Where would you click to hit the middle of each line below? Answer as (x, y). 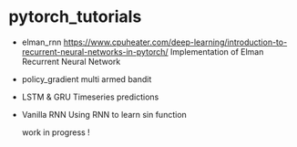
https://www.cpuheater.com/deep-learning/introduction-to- (175, 42)
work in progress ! (56, 132)
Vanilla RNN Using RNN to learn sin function (104, 114)
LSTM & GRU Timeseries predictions (90, 97)
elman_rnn (41, 42)
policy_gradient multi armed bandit (87, 79)
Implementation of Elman (217, 51)
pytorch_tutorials (75, 17)
